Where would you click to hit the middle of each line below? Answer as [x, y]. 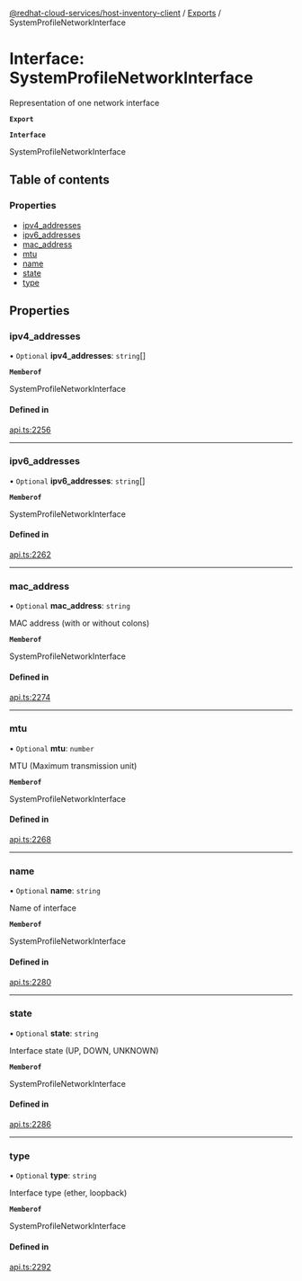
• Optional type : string [53, 1176]
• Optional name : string [55, 891]
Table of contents [59, 180]
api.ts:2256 [30, 430]
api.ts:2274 [30, 697]
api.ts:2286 [31, 1125]
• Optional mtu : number [52, 748]
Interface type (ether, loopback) [68, 1193]
